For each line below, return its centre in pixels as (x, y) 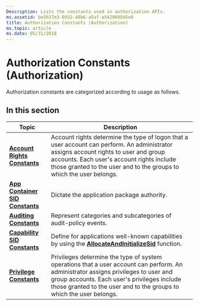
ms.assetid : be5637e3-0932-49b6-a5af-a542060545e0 (70, 17)
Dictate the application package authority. (109, 195)
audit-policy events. (79, 223)
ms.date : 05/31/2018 (32, 34)
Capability (24, 233)
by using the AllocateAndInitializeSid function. (116, 243)
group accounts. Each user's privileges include (116, 279)
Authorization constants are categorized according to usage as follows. (93, 92)
